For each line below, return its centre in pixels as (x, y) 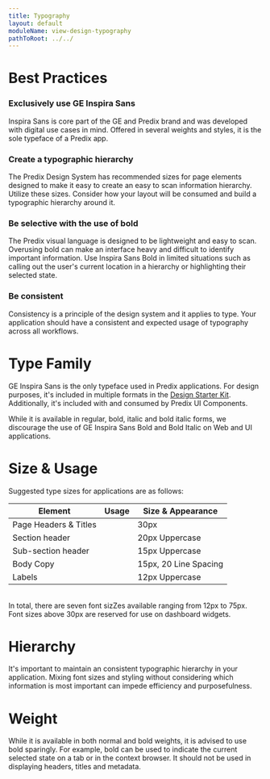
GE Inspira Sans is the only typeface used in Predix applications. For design (134, 386)
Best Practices (58, 78)
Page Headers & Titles (54, 524)
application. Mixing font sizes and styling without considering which (121, 677)
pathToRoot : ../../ (41, 38)
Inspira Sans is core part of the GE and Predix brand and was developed (128, 121)
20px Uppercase (169, 538)
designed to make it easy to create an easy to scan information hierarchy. (130, 186)
